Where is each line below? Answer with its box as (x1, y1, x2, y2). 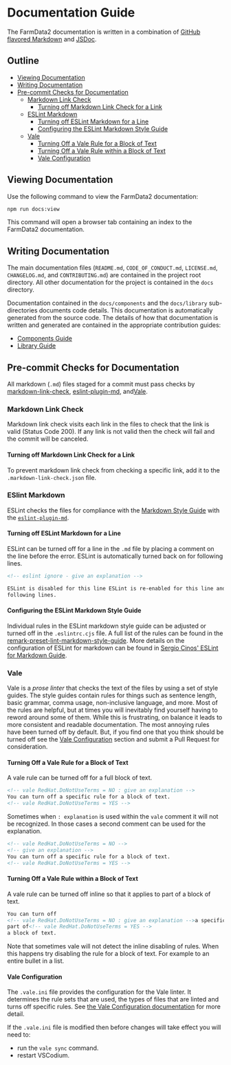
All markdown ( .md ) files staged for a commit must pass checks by (7, 380, 195, 388)
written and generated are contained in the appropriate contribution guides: (7, 321, 221, 329)
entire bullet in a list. (7, 957, 65, 965)
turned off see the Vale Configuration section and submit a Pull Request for (7, 735, 220, 744)
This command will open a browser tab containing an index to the (7, 218, 192, 226)
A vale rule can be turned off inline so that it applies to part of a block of (7, 890, 211, 898)
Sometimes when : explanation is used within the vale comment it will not (7, 813, 219, 821)
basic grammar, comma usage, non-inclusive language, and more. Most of (7, 699, 218, 707)
